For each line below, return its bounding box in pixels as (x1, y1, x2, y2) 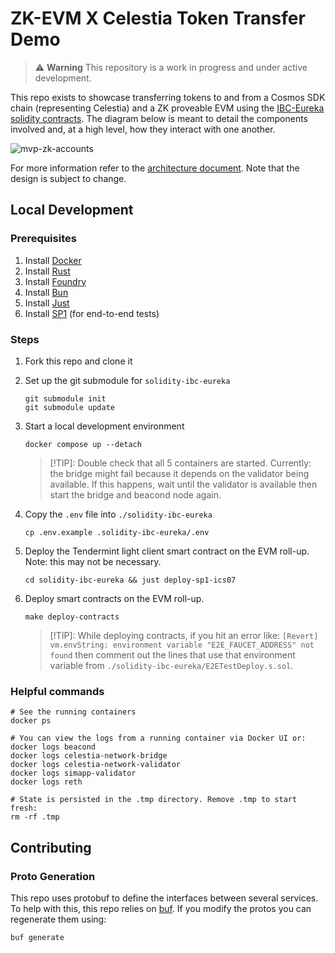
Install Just (24, 297, 70, 309)
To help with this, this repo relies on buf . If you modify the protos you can (10, 902, 312, 914)
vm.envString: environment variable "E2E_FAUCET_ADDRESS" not (49, 640, 315, 650)
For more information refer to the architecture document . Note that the (10, 162, 300, 174)
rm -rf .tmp (10, 812, 60, 822)
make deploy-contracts (24, 612, 120, 622)
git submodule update (24, 402, 115, 412)
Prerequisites (10, 232, 77, 246)
